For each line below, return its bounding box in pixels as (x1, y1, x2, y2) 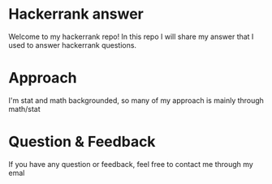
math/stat (8, 104, 41, 113)
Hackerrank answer (8, 5, 144, 24)
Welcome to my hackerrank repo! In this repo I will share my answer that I (8, 32, 254, 41)
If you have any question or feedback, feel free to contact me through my (8, 159, 253, 169)
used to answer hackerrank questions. (8, 40, 136, 49)
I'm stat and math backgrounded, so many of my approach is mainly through (8, 95, 264, 105)
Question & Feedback (8, 133, 156, 151)
